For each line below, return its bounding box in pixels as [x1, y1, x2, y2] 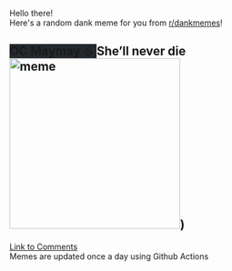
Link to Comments [9, 241, 78, 252]
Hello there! [9, 8, 53, 18]
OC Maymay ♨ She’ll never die [9, 44, 187, 59]
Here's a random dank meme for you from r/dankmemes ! [9, 17, 223, 28]
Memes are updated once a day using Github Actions [9, 250, 209, 262]
